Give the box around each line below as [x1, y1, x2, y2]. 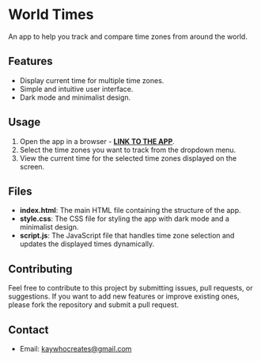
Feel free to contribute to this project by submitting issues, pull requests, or [8, 283, 253, 293]
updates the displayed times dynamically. [19, 239, 155, 249]
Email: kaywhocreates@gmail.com [19, 344, 132, 353]
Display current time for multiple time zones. [19, 75, 165, 85]
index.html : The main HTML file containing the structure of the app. [19, 206, 241, 215]
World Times [8, 6, 94, 24]
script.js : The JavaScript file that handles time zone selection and [19, 231, 235, 241]
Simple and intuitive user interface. [19, 84, 134, 93]
